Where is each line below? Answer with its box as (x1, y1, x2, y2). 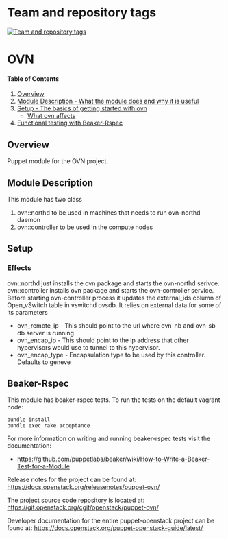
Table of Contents (7, 74, 60, 83)
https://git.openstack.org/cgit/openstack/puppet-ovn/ (7, 503, 160, 512)
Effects (7, 263, 32, 273)
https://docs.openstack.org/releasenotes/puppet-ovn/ (7, 483, 160, 491)
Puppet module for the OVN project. (7, 157, 108, 165)
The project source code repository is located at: (7, 496, 145, 505)
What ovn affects (27, 112, 76, 120)
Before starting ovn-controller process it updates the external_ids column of (7, 294, 221, 302)
